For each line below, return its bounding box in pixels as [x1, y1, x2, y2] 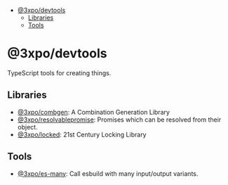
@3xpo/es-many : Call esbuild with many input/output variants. [17, 169, 199, 178]
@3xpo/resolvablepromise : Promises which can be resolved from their [17, 115, 222, 124]
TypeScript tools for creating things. [7, 68, 112, 77]
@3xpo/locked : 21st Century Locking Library [17, 130, 147, 139]
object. [17, 122, 38, 131]
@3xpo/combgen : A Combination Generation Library [17, 108, 170, 116]
